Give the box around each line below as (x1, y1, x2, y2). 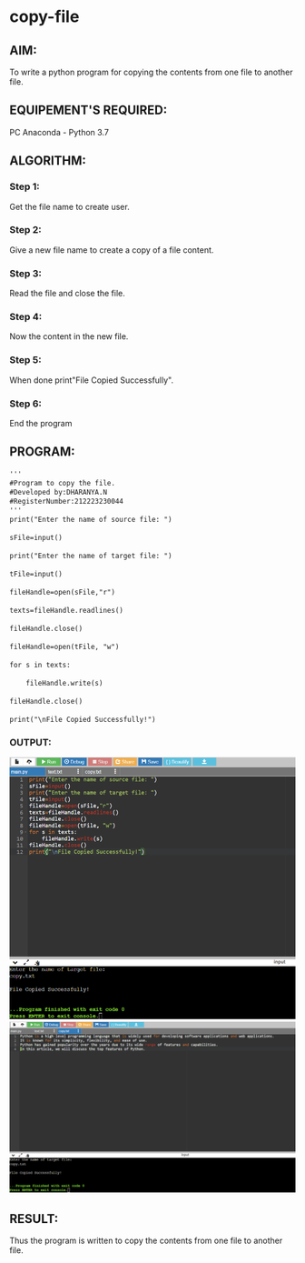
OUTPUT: (9, 736, 52, 748)
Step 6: (9, 397, 43, 410)
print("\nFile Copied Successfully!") (9, 715, 156, 724)
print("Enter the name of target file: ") (9, 551, 172, 560)
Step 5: (9, 354, 43, 366)
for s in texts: (9, 660, 71, 669)
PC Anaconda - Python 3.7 (9, 126, 109, 137)
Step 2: (9, 224, 43, 236)
